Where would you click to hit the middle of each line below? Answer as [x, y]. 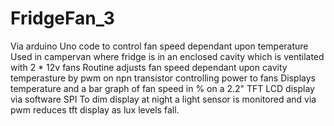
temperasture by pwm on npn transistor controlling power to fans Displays [163, 78]
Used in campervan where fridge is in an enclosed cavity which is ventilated [167, 56]
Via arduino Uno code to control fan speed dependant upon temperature [159, 46]
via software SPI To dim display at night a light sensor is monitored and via [163, 99]
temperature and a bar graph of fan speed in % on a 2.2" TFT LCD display [162, 88]
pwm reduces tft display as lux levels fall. [95, 109]
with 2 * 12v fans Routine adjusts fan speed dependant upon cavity [149, 67]
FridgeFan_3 [62, 18]
